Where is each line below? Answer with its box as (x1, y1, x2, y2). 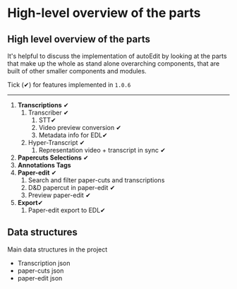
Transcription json (17, 259, 71, 267)
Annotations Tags (17, 161, 72, 169)
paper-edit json (17, 273, 63, 282)
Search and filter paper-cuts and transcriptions (28, 176, 165, 184)
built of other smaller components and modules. (7, 67, 147, 75)
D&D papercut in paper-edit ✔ (28, 184, 116, 191)
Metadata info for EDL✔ (38, 131, 108, 139)
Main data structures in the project (7, 245, 108, 254)
